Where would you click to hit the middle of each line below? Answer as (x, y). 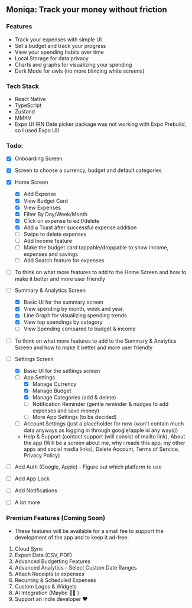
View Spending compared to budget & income (79, 329)
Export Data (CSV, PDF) (43, 555)
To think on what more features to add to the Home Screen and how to (100, 272)
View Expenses (42, 207)
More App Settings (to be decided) (74, 417)
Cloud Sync (29, 548)
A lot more (27, 502)
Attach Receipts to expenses (49, 574)
